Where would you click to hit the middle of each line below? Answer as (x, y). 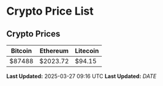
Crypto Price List (50, 11)
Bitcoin (21, 51)
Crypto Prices (33, 34)
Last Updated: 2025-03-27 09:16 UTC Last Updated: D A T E (81, 76)
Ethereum (54, 51)
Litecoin (87, 51)
